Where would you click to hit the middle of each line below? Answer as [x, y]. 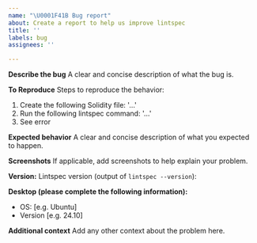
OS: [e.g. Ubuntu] [48, 207]
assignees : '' [32, 45]
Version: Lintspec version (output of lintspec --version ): [102, 177]
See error [35, 122]
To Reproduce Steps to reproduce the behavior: [86, 90]
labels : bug [28, 38]
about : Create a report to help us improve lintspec [97, 23]
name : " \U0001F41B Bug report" [60, 15]
